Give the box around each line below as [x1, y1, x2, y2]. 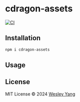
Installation [5, 34, 41, 42]
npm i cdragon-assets [5, 47, 50, 52]
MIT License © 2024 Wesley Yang [5, 91, 76, 97]
